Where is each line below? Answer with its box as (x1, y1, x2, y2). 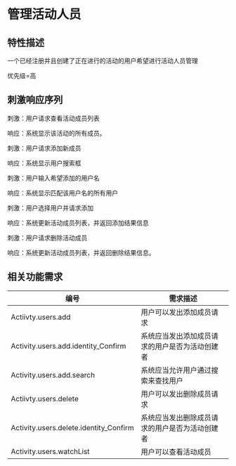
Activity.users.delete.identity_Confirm (11, 422, 135, 432)
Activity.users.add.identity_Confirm (11, 341, 126, 351)
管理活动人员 (7, 6, 82, 22)
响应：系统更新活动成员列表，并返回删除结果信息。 (7, 248, 155, 257)
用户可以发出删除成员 (140, 389, 212, 399)
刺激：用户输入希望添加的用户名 (7, 174, 100, 182)
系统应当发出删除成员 (140, 413, 212, 422)
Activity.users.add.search (11, 370, 96, 380)
